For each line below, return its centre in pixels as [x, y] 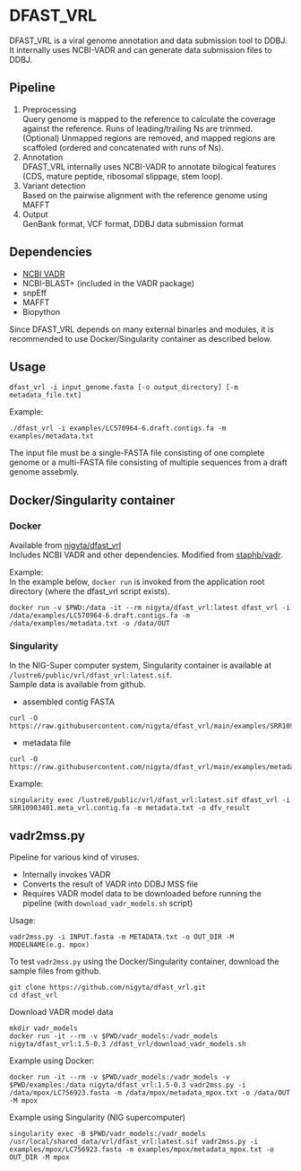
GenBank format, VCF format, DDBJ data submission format [133, 223]
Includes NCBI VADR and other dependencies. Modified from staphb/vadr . [146, 555]
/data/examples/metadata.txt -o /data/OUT [90, 624]
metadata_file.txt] [46, 396]
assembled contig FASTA [68, 702]
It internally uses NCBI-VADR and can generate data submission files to [141, 49]
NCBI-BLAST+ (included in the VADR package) [108, 283]
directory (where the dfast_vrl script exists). [90, 591]
